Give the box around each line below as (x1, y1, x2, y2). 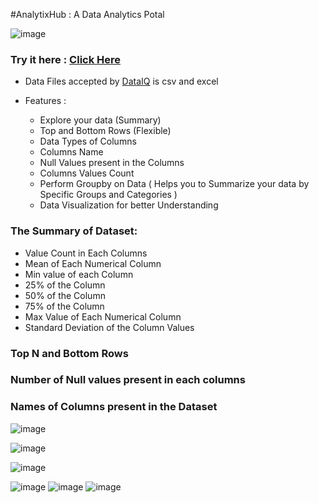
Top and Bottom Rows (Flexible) (39, 125, 172, 137)
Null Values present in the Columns (39, 157, 185, 169)
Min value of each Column (24, 268, 134, 280)
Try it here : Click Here (10, 52, 122, 66)
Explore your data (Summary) (39, 114, 162, 126)
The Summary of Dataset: (10, 224, 138, 238)
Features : (24, 95, 67, 107)
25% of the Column (24, 279, 106, 291)
